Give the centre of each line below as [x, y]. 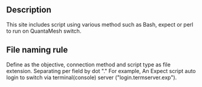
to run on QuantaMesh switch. [44, 31]
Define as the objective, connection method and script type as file [89, 64]
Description [29, 10]
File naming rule [37, 50]
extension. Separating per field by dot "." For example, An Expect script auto [101, 71]
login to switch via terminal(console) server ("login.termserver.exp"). [92, 77]
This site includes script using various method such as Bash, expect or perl [100, 24]
